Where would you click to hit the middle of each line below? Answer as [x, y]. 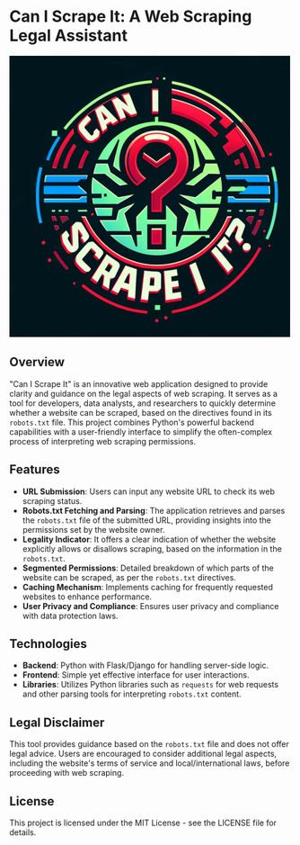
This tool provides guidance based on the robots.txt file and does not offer [150, 744]
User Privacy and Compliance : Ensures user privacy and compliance [150, 606]
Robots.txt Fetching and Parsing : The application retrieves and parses [154, 510]
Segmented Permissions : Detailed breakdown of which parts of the [148, 568]
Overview [37, 362]
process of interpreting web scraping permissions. [102, 441]
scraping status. [52, 500]
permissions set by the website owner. [93, 529]
